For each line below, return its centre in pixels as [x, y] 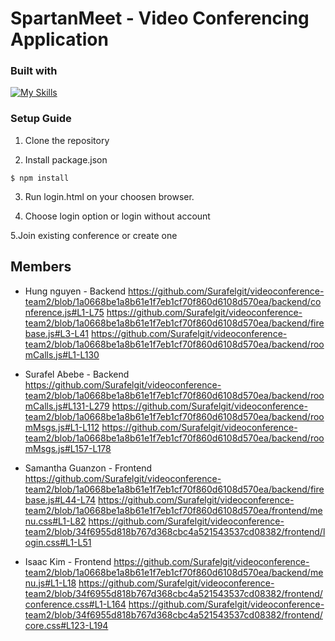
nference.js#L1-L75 [64, 312]
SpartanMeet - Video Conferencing [160, 18]
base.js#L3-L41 [56, 333]
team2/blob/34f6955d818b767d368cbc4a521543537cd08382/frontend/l [175, 531]
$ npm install [40, 178]
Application [59, 39]
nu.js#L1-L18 [50, 583]
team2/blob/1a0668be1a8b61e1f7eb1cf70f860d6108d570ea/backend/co [173, 301]
